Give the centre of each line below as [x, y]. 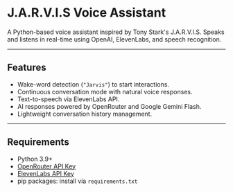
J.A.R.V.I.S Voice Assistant [87, 13]
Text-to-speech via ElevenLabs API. [68, 99]
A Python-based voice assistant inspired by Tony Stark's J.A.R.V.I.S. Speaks [116, 32]
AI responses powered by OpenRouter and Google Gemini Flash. [109, 106]
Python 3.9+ [35, 159]
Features [27, 68]
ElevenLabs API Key [46, 173]
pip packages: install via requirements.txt [77, 181]
